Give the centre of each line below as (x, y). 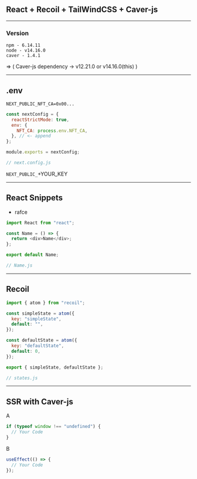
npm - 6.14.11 (23, 45)
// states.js (22, 378)
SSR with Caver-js (40, 402)
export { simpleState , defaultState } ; (55, 367)
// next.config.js (28, 163)
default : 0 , (26, 351)
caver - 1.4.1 (23, 56)
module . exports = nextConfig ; (43, 152)
